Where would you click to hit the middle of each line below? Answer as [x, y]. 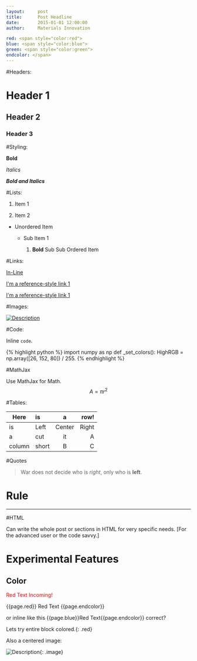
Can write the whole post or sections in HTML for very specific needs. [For [96, 529]
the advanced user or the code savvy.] [53, 536]
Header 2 [23, 117]
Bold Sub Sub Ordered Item [65, 249]
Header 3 [20, 134]
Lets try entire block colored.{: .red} [49, 629]
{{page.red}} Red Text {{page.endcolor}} [55, 606]
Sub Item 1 [36, 238]
